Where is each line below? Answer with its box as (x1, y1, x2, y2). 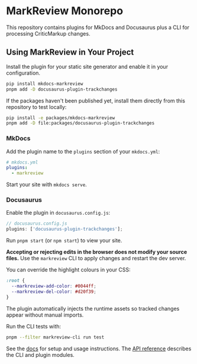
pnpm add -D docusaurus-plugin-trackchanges (6, 86, 118, 92)
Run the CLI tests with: (6, 323, 61, 330)
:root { (6, 277, 25, 284)
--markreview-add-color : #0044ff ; (11, 283, 96, 289)
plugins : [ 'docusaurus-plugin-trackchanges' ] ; (6, 226, 123, 232)
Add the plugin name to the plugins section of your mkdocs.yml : (6, 148, 160, 155)
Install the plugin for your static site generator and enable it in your (6, 63, 169, 70)
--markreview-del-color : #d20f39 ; (11, 289, 96, 295)
